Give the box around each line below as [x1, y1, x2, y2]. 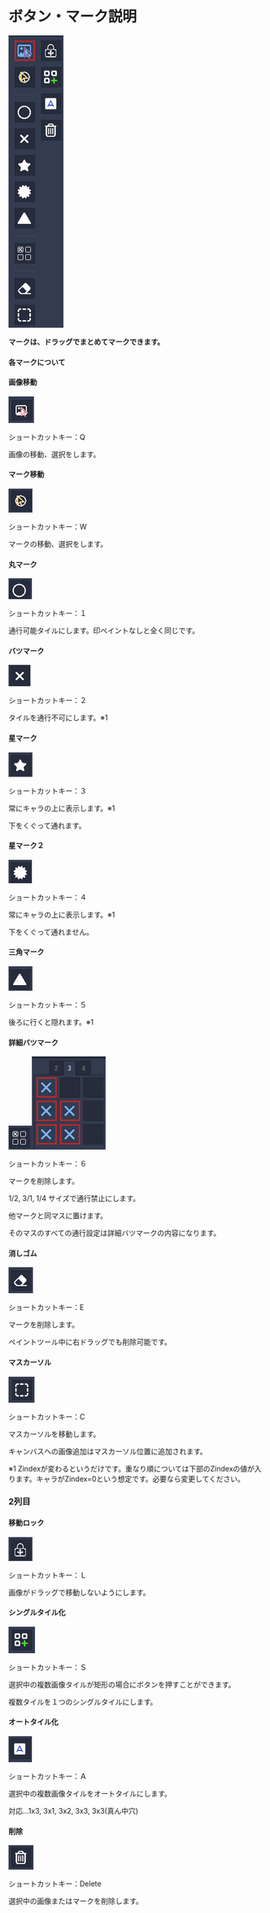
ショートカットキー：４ [8, 892, 87, 902]
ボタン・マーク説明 [8, 7, 137, 26]
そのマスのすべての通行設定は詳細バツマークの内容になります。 [8, 1228, 221, 1238]
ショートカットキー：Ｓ [8, 1662, 87, 1672]
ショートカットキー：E [8, 1303, 85, 1313]
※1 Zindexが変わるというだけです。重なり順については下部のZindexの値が [8, 1463, 255, 1473]
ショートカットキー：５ [8, 1000, 87, 1009]
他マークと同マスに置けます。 [8, 1211, 108, 1220]
